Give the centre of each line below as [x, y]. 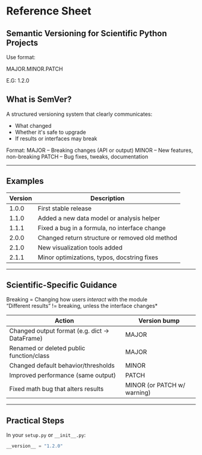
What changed [33, 125]
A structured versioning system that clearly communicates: [79, 114]
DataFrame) [26, 339]
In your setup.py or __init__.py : [46, 435]
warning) [138, 393]
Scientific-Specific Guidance [62, 285]
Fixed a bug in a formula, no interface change [102, 228]
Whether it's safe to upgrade [50, 132]
